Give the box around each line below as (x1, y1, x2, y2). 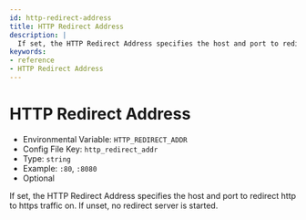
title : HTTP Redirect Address (9, 22, 125, 31)
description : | (9, 30, 67, 39)
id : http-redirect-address (9, 13, 112, 23)
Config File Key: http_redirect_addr (22, 143, 158, 154)
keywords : (9, 47, 47, 57)
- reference (9, 56, 55, 65)
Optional (22, 173, 55, 183)
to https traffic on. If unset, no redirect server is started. (9, 200, 219, 211)
